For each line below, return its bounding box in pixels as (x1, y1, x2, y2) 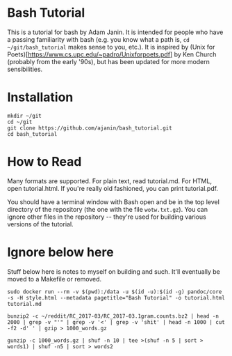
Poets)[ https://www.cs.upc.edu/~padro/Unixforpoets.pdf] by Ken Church (7, 50, 217, 59)
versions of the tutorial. (7, 219, 74, 228)
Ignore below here (7, 245, 114, 260)
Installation (7, 89, 74, 105)
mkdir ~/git (7, 112, 42, 119)
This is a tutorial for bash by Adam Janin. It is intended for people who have (7, 28, 224, 36)
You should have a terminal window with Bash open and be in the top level (7, 197, 220, 206)
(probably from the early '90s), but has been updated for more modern (7, 57, 210, 65)
